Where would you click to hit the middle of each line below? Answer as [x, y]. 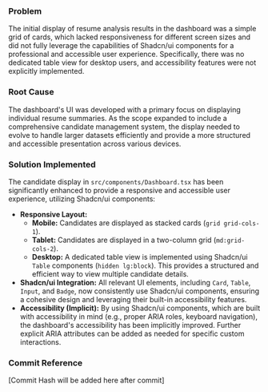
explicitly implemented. [46, 71]
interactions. [40, 341]
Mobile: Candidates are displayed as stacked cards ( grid [126, 223]
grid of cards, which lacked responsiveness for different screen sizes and [129, 37]
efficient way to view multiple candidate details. [110, 273]
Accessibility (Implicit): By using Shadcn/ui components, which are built [140, 308]
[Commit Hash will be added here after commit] [86, 380]
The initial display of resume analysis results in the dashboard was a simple [132, 29]
